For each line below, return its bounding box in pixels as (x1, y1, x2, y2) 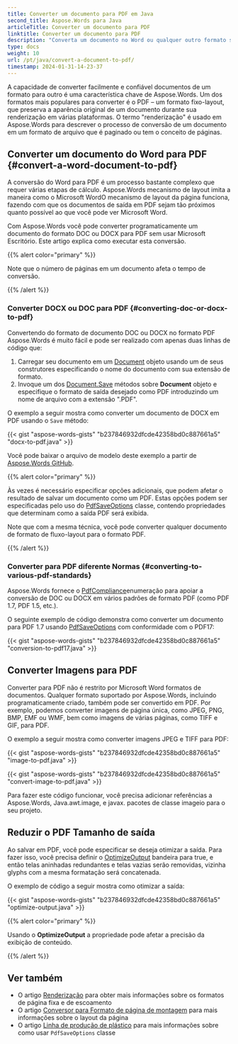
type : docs (7, 43, 40, 50)
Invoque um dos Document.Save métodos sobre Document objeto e (17, 380, 217, 388)
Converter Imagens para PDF (7, 664, 138, 677)
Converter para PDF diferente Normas (7, 561, 140, 571)
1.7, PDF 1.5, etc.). (7, 602, 59, 610)
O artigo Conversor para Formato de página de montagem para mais (17, 1006, 218, 1014)
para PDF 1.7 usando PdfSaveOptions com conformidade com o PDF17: (7, 623, 215, 632)
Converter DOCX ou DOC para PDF (7, 303, 129, 313)
